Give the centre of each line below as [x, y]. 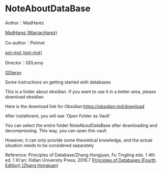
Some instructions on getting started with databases [58, 82]
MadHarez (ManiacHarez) [31, 32]
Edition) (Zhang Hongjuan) [32, 165]
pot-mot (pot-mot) [24, 53]
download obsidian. [25, 97]
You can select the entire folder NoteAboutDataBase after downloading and [81, 125]
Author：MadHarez [25, 23]
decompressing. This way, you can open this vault [56, 130]
